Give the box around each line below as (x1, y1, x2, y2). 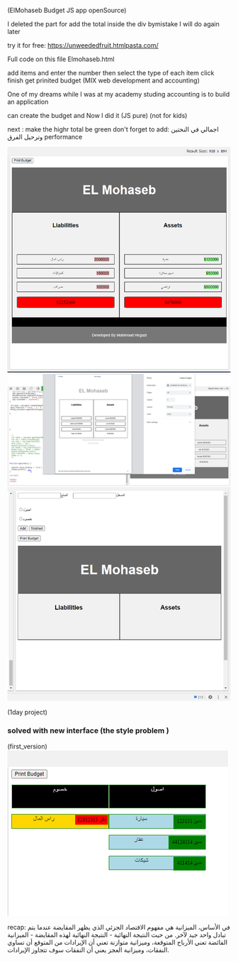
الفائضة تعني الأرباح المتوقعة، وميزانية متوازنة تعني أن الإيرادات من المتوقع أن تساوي (7, 938, 228, 946)
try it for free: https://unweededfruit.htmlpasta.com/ (7, 41, 159, 49)
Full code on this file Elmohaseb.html (7, 55, 115, 63)
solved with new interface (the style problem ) (7, 726, 169, 736)
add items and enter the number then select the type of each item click (7, 69, 215, 77)
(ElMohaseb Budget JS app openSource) (7, 6, 127, 14)
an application (7, 97, 49, 106)
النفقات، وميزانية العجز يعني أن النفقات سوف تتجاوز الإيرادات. (7, 945, 170, 954)
